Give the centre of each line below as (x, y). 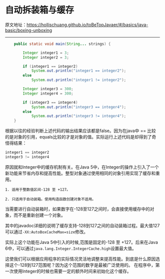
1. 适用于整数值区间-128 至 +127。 (38, 190)
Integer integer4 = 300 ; (48, 93)
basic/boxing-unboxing (29, 30)
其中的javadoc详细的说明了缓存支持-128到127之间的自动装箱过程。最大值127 (82, 225)
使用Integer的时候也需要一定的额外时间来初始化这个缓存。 (72, 271)
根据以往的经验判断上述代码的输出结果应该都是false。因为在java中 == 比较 (81, 131)
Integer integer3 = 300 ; (48, 89)
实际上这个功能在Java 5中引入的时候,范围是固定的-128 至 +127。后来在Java (82, 242)
